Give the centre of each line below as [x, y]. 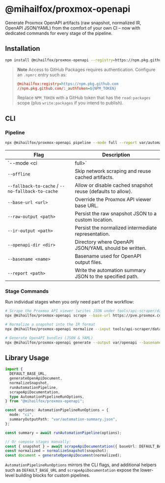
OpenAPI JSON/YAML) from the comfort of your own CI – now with [73, 28]
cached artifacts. [94, 177]
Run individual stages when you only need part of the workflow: [69, 302]
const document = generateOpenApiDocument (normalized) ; [63, 455]
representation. [93, 234]
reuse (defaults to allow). [104, 191]
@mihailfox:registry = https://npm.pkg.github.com [68, 84]
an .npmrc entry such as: [42, 74]
